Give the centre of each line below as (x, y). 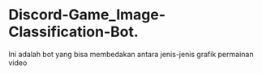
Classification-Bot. (74, 32)
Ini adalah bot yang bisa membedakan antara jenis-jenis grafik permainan (131, 54)
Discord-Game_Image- (87, 15)
